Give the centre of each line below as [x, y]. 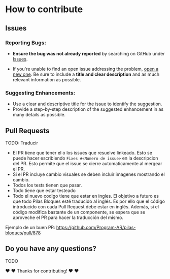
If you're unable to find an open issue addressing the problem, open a [86, 69]
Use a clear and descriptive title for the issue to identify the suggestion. [87, 104]
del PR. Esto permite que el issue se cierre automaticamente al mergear [87, 163]
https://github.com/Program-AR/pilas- [96, 227]
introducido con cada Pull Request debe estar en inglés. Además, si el [86, 206]
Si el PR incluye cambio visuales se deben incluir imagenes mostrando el [89, 174]
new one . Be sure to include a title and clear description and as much [86, 74]
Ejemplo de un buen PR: [30, 227]
